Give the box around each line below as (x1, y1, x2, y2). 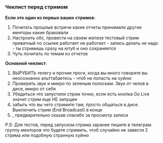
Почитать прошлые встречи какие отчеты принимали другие (12, 24, 142, 30)
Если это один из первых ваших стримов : (5, 15, 96, 21)
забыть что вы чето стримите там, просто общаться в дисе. (12, 102, 139, 108)
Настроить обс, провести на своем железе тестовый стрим (12, 35, 139, 41)
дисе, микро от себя (12, 86, 56, 92)
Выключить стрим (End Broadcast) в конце (12, 107, 103, 113)
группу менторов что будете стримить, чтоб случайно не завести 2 (5, 127, 148, 133)
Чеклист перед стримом (5, 3, 68, 10)
